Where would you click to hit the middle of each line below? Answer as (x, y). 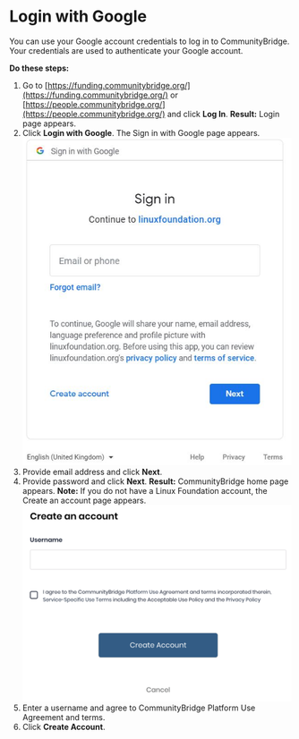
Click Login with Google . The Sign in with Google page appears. (141, 132)
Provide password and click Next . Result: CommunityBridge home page (155, 481)
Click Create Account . (64, 727)
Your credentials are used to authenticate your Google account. (126, 50)
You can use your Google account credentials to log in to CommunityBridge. (149, 41)
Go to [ (35, 85)
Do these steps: (39, 68)
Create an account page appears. (84, 501)
